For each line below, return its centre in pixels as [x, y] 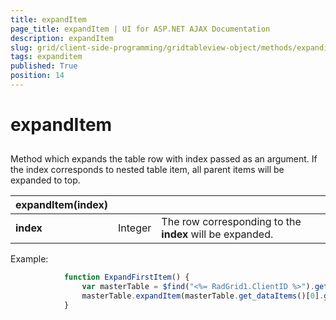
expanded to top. [45, 180]
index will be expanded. [217, 234]
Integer [135, 228]
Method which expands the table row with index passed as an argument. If [164, 159]
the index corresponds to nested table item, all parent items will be [147, 170]
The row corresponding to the [231, 222]
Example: [29, 259]
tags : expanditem [46, 57]
